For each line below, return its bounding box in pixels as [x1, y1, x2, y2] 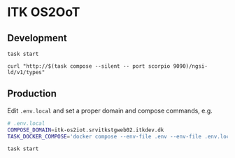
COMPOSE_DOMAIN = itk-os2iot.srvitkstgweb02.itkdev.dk [7, 127, 164, 134]
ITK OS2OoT [7, 4, 80, 20]
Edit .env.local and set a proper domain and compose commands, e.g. [7, 106, 213, 115]
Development [7, 32, 68, 44]
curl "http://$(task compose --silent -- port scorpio [7, 63, 171, 70]
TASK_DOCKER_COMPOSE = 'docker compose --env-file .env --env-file [7, 133, 201, 140]
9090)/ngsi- [173, 63, 208, 70]
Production [7, 88, 57, 100]
